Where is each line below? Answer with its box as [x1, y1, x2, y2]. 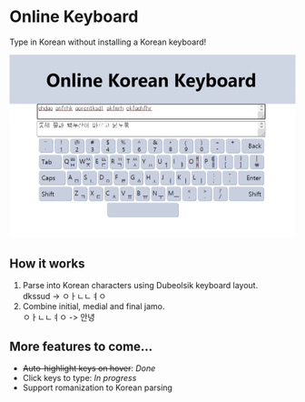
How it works [9, 256, 85, 271]
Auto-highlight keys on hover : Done [22, 363, 156, 374]
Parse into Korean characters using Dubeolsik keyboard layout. [22, 280, 259, 291]
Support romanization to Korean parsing [22, 382, 172, 393]
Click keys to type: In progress [22, 373, 137, 384]
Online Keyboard [9, 6, 139, 27]
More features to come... [9, 338, 153, 354]
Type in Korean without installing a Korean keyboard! [9, 36, 207, 47]
